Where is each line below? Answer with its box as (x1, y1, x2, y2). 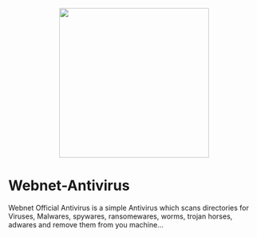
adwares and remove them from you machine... (8, 219, 164, 229)
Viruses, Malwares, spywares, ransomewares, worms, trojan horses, (8, 211, 233, 221)
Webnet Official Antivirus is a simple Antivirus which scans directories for (8, 203, 250, 212)
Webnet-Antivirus (8, 176, 130, 195)
